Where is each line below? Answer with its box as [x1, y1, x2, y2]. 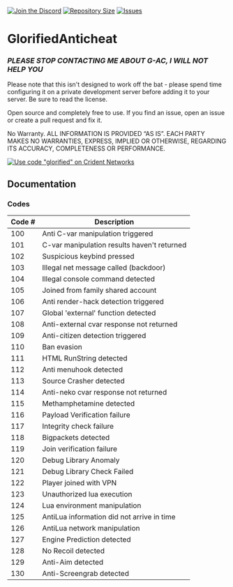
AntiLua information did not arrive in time [41, 512, 176, 522]
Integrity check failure [41, 422, 114, 432]
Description [94, 217, 135, 227]
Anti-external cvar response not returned [41, 319, 178, 329]
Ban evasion [41, 342, 82, 352]
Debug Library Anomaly [41, 455, 120, 465]
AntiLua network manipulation [41, 524, 140, 533]
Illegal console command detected [41, 274, 156, 284]
